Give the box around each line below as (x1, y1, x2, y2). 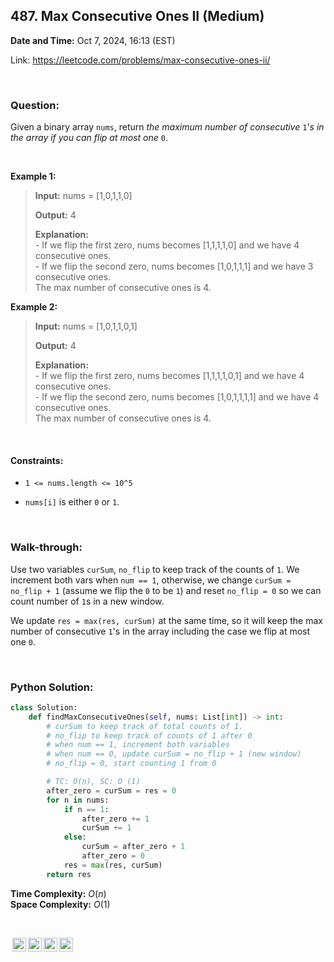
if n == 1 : (63, 804, 110, 814)
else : (63, 832, 87, 843)
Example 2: (10, 301, 58, 313)
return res (46, 869, 92, 879)
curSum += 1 (81, 823, 132, 833)
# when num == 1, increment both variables (46, 740, 230, 750)
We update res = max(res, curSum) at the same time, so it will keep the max (10, 614, 323, 626)
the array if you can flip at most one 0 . (10, 132, 168, 144)
